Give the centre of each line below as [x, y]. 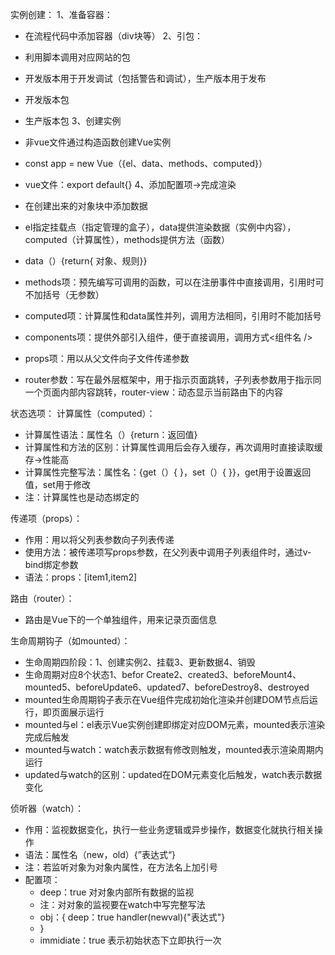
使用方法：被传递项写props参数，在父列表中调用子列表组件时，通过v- [168, 552]
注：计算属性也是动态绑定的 [82, 497]
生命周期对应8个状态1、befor [84, 674]
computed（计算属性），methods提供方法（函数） [127, 239]
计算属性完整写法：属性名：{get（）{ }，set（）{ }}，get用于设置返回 [168, 472]
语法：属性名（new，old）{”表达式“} [100, 854]
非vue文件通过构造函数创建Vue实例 [98, 142]
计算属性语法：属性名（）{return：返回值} [111, 434]
